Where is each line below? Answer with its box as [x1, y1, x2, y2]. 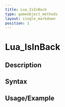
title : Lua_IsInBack [5, 7, 47, 12]
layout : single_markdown [5, 16, 56, 21]
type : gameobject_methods [5, 12, 58, 17]
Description [5, 61, 42, 69]
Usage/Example [5, 94, 55, 102]
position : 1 [5, 20, 29, 26]
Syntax [5, 77, 27, 86]
